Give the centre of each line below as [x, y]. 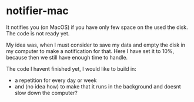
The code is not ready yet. [38, 33]
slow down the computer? [46, 93]
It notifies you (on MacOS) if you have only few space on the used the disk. [97, 27]
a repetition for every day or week [56, 80]
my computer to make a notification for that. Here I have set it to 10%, [90, 51]
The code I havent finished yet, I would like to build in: [71, 68]
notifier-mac [37, 11]
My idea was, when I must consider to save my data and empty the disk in [96, 45]
